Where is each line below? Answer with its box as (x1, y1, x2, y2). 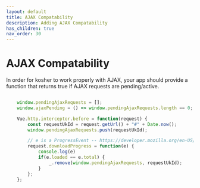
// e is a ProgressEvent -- (27, 138, 97, 144)
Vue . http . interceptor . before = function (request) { (17, 116, 148, 122)
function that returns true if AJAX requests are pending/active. (6, 83, 160, 90)
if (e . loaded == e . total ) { (37, 155, 105, 161)
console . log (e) (37, 149, 76, 155)
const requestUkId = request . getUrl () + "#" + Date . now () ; (27, 121, 177, 127)
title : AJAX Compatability (6, 14, 73, 20)
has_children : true (6, 25, 55, 32)
